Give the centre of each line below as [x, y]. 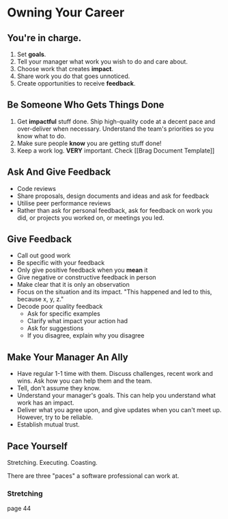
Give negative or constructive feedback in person [86, 277]
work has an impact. [45, 403]
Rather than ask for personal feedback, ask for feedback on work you [115, 210]
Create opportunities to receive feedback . [76, 83]
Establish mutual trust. [48, 425]
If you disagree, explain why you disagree [86, 336]
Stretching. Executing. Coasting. [52, 463]
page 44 [19, 509]
